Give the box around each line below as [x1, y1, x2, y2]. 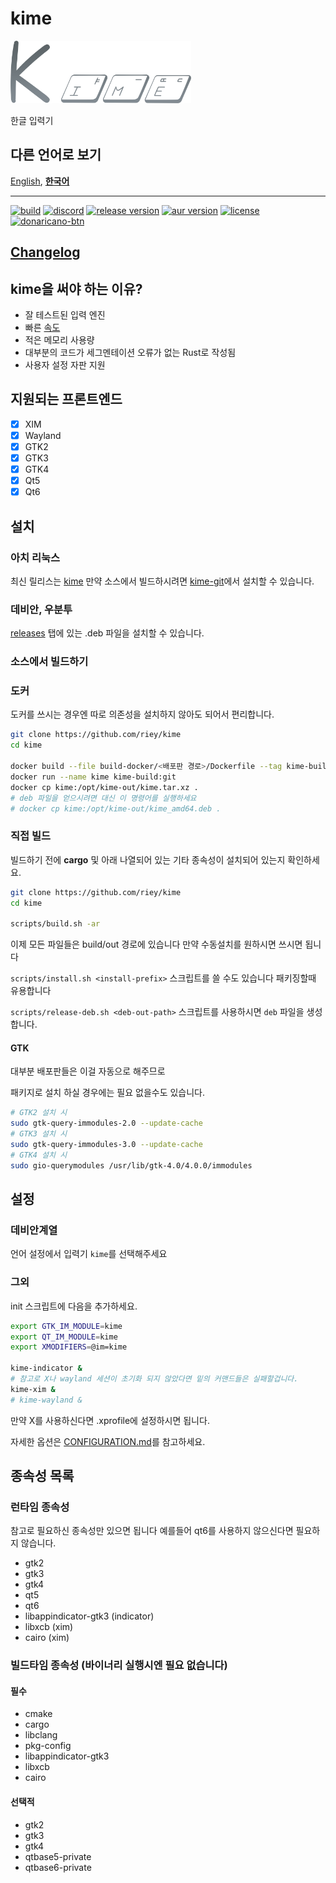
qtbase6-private [24, 1861, 92, 1873]
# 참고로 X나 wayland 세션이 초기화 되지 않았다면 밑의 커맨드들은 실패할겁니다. [10, 1374, 299, 1384]
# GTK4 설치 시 [10, 1150, 68, 1160]
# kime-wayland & [10, 1395, 83, 1405]
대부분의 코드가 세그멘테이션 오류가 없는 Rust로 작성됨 [24, 346, 237, 358]
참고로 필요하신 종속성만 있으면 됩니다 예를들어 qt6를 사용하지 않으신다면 [10, 1525, 294, 1537]
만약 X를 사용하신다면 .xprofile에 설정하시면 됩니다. [10, 1414, 210, 1426]
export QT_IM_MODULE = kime [10, 1332, 118, 1342]
